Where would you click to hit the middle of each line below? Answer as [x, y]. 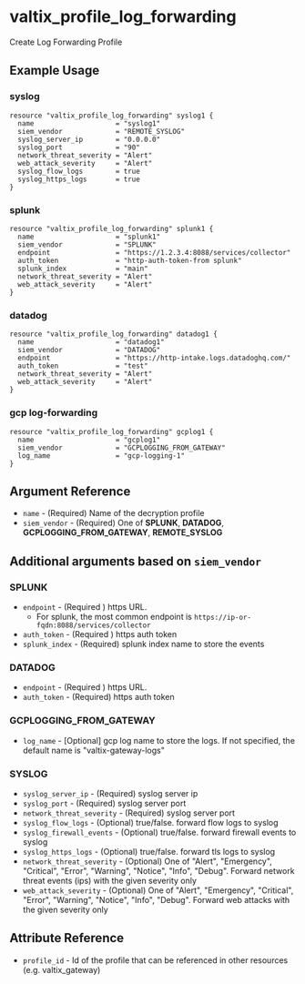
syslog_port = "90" [79, 147]
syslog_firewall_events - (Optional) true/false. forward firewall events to [159, 832]
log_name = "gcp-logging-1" [101, 456]
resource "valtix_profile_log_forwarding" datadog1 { [114, 334]
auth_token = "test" [83, 366]
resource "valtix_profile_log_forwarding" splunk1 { [112, 228]
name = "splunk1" [89, 237]
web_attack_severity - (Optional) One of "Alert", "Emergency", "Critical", [158, 890]
